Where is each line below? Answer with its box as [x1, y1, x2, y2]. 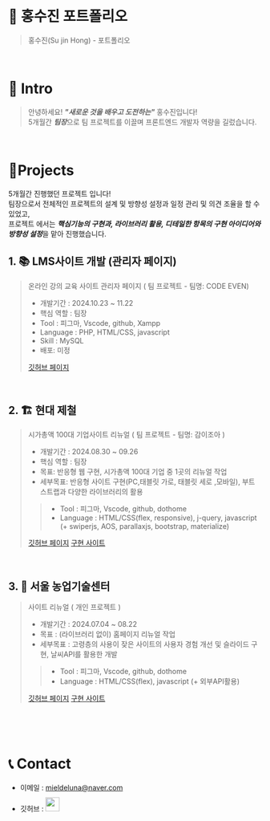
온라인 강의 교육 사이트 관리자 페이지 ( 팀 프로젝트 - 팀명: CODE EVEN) [27, 281, 250, 291]
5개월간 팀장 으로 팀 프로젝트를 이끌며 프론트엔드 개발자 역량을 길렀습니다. [27, 117, 257, 127]
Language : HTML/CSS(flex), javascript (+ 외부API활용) [59, 677, 240, 686]
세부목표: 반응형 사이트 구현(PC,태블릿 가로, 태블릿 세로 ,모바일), [39, 477, 240, 486]
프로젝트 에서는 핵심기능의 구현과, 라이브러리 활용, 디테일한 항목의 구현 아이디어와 [8, 218, 261, 229]
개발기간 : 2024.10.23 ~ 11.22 [39, 298, 134, 307]
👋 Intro [8, 79, 54, 98]
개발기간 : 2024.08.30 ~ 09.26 [39, 447, 139, 457]
